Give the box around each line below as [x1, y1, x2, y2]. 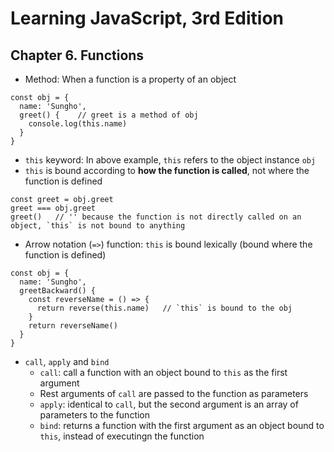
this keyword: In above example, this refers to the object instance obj [24, 154, 317, 166]
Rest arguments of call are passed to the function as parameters [39, 388, 309, 399]
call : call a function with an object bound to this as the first [39, 367, 288, 378]
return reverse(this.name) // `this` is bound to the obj [36, 303, 293, 313]
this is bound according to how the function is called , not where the [24, 165, 310, 176]
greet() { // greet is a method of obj [19, 110, 199, 120]
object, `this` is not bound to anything [10, 221, 186, 231]
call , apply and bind [24, 356, 110, 367]
